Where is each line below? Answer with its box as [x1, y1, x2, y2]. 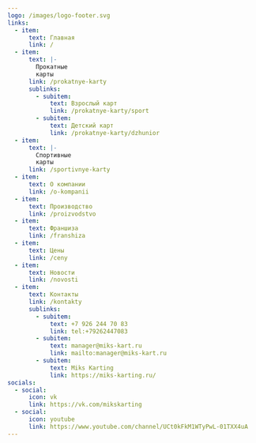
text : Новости [28, 268, 76, 276]
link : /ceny [28, 253, 68, 261]
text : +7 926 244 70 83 [49, 320, 128, 328]
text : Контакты [28, 291, 79, 298]
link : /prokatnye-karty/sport [49, 107, 149, 115]
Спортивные [36, 151, 72, 159]
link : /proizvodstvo [28, 210, 96, 218]
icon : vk [28, 393, 58, 401]
